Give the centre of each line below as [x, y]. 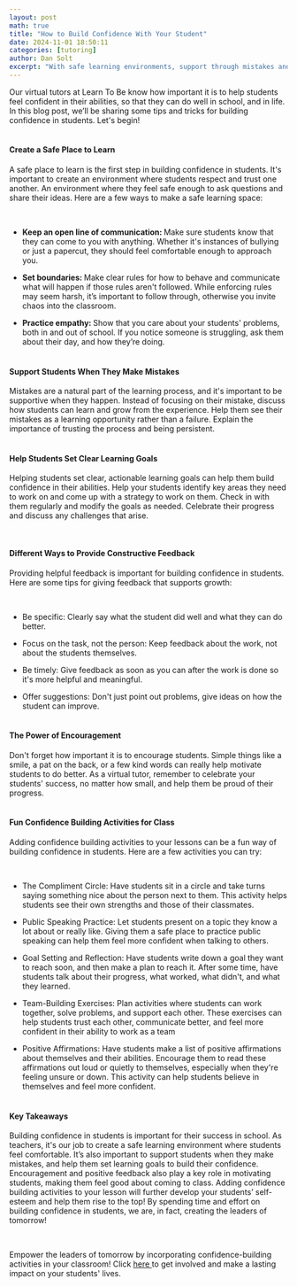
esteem [23, 1202]
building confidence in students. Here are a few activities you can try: [136, 852]
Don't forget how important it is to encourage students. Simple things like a [145, 755]
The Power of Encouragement [65, 735]
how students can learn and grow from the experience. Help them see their [146, 410]
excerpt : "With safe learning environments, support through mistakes [142, 67]
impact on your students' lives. [65, 1274]
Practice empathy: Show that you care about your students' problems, [151, 323]
